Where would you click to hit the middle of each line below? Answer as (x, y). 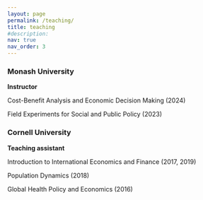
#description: (28, 34)
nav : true (22, 40)
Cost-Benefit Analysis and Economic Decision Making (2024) (97, 100)
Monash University (41, 71)
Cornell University (39, 133)
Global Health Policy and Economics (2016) (70, 189)
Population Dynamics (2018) (48, 175)
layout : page (27, 14)
